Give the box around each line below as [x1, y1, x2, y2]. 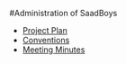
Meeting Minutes [22, 44, 85, 55]
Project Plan [22, 25, 67, 35]
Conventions [22, 35, 70, 45]
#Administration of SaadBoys [9, 8, 118, 18]
